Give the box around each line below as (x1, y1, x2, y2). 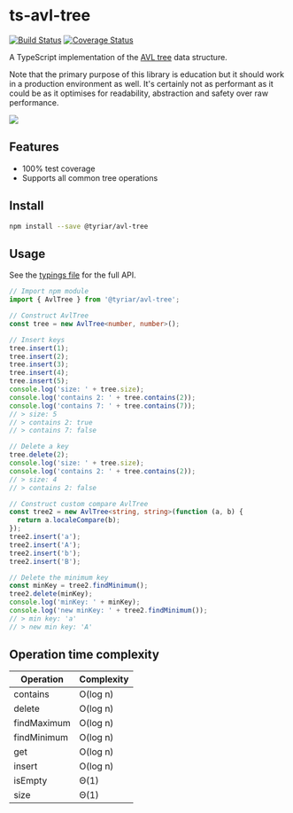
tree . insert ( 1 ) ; (9, 343, 69, 353)
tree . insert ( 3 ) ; (9, 360, 69, 369)
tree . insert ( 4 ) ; (9, 369, 69, 378)
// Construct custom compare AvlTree (9, 499, 149, 508)
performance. (9, 97, 59, 107)
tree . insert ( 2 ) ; (9, 352, 69, 361)
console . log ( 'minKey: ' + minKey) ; (9, 598, 141, 607)
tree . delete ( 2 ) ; (9, 450, 69, 459)
